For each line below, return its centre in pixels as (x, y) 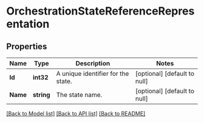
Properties (27, 46)
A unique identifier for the (93, 74)
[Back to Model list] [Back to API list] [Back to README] (76, 114)
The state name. (79, 95)
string (41, 95)
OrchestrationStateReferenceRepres (100, 11)
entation (28, 24)
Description (93, 63)
